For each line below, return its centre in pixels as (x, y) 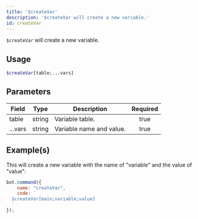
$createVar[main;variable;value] (54, 199)
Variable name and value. (90, 129)
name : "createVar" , (42, 188)
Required (145, 109)
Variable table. (75, 119)
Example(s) (28, 151)
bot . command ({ (24, 182)
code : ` (26, 194)
